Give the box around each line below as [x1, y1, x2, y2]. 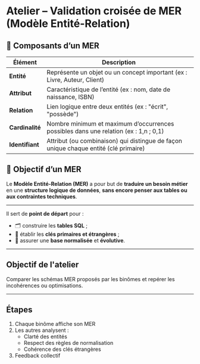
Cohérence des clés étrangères [23, 346, 101, 353]
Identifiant [9, 141, 40, 148]
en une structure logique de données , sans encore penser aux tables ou [6, 186, 187, 194]
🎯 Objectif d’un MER [6, 164, 82, 175]
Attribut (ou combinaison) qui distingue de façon [46, 137, 183, 145]
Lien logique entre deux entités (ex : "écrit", [46, 102, 168, 111]
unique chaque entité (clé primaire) [46, 144, 145, 153]
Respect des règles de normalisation [23, 340, 114, 347]
